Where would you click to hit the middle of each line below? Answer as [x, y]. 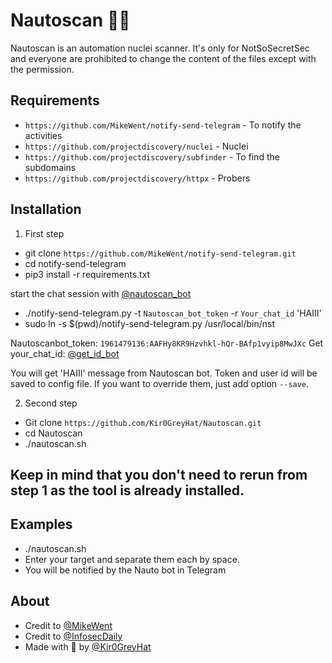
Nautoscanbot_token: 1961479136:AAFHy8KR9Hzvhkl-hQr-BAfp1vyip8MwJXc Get [167, 343]
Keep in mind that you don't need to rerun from [159, 474]
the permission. [42, 69]
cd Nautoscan [53, 433]
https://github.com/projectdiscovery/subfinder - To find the [152, 156]
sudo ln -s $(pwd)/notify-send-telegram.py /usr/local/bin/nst [150, 323]
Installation [46, 209]
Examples [41, 524]
